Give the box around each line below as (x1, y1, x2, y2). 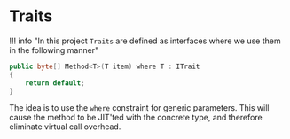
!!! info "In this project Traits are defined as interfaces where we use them (9, 35, 281, 46)
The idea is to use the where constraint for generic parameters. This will (9, 103, 270, 113)
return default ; (25, 78, 86, 88)
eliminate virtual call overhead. (9, 121, 121, 132)
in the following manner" (9, 44, 99, 55)
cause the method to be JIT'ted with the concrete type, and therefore (9, 112, 263, 123)
